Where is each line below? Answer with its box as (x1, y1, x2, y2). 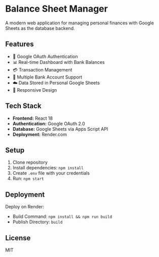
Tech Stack (5, 102, 42, 111)
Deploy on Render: (5, 204, 45, 210)
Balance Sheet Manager (5, 3, 108, 15)
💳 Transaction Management (12, 66, 72, 72)
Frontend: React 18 (12, 115, 53, 121)
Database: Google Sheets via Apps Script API (12, 126, 108, 132)
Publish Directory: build (12, 219, 63, 225)
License (5, 234, 31, 242)
